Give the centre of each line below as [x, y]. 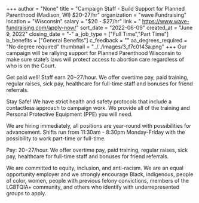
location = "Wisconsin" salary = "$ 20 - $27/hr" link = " [74, 21]
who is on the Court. [31, 66]
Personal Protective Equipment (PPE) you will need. [70, 114]
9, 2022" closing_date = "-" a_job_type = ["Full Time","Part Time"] [88, 34]
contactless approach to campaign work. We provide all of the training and [98, 108]
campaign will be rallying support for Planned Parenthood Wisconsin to [94, 53]
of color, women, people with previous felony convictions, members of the [98, 181]
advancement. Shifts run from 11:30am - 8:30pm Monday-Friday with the [96, 132]
